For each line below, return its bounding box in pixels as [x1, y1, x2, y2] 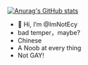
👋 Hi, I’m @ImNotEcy [17, 20, 78, 28]
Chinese [17, 36, 42, 45]
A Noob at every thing [17, 44, 82, 52]
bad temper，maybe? [17, 29, 81, 36]
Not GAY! [17, 51, 44, 59]
